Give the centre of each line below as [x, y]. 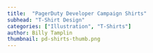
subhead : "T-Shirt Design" [46, 20]
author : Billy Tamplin [40, 33]
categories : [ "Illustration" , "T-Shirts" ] [69, 26]
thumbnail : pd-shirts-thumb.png [54, 39]
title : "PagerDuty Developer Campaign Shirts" [77, 13]
